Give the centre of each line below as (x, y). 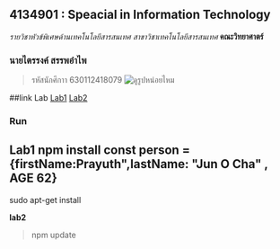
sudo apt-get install (45, 200)
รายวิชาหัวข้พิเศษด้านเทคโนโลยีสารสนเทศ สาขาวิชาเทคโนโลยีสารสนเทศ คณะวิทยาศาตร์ (137, 36)
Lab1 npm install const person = (100, 151)
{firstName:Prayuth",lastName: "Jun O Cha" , (139, 164)
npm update (53, 235)
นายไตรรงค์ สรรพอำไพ (48, 60)
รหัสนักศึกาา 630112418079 (77, 80)
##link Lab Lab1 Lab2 (48, 98)
